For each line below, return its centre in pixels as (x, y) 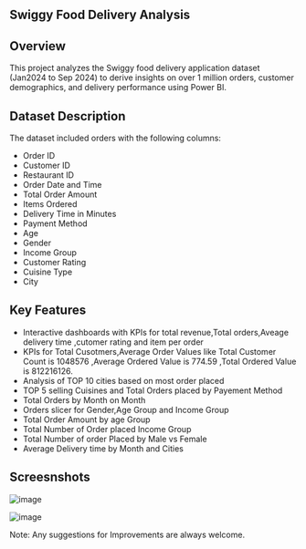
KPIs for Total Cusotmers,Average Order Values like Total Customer (149, 351)
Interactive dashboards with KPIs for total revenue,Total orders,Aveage (156, 332)
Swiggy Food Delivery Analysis (100, 15)
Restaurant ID (48, 175)
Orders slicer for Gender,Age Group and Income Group (126, 409)
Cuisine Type (47, 272)
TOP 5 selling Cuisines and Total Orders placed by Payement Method (153, 390)
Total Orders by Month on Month (84, 399)
